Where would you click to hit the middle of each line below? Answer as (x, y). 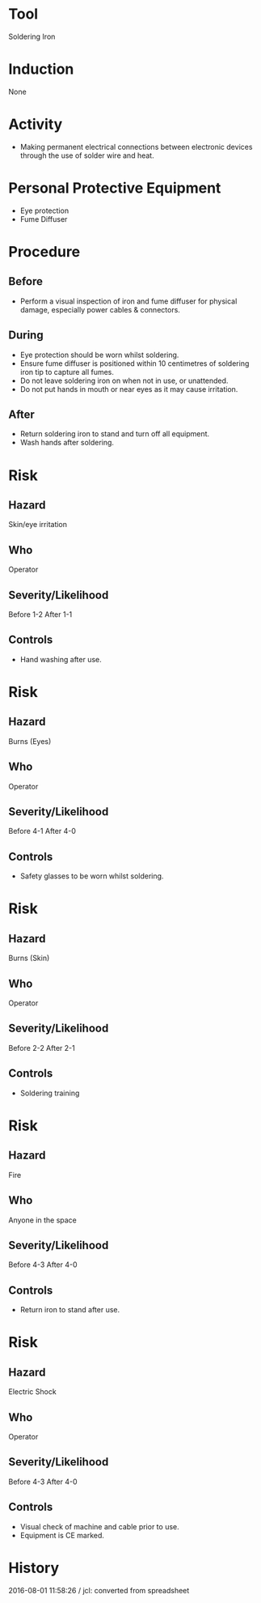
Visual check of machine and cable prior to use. (99, 1526)
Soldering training (50, 1093)
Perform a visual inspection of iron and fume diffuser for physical (128, 301)
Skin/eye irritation (38, 525)
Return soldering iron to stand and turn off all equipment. (115, 434)
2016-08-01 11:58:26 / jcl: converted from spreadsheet (99, 1590)
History (34, 1568)
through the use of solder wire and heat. (87, 155)
